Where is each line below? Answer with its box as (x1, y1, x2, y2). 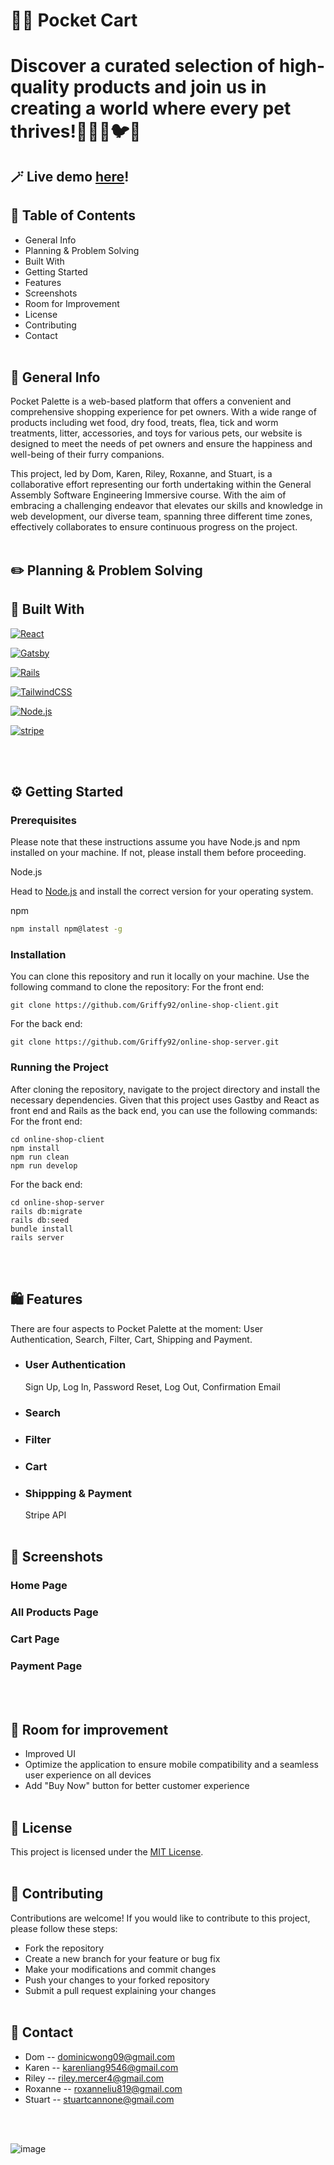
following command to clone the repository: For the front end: (10, 981, 265, 993)
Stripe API (24, 1509, 67, 1521)
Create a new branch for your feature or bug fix (24, 1952, 221, 1964)
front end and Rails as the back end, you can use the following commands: (10, 1104, 318, 1116)
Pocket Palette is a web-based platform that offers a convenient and (10, 395, 292, 408)
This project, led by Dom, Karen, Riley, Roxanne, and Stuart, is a (10, 468, 273, 480)
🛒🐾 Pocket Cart (10, 9, 138, 32)
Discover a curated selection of (10, 55, 276, 78)
